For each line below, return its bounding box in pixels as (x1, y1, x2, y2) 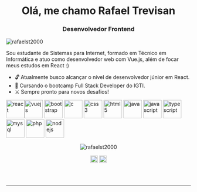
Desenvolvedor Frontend (62, 25, 135, 33)
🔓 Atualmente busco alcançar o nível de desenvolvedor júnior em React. (14, 74, 190, 81)
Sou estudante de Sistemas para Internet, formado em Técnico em (6, 50, 167, 57)
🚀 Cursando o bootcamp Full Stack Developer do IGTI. (14, 82, 145, 89)
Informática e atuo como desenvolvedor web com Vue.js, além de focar (6, 56, 179, 63)
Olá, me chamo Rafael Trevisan (21, 4, 176, 18)
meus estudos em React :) (6, 62, 69, 69)
